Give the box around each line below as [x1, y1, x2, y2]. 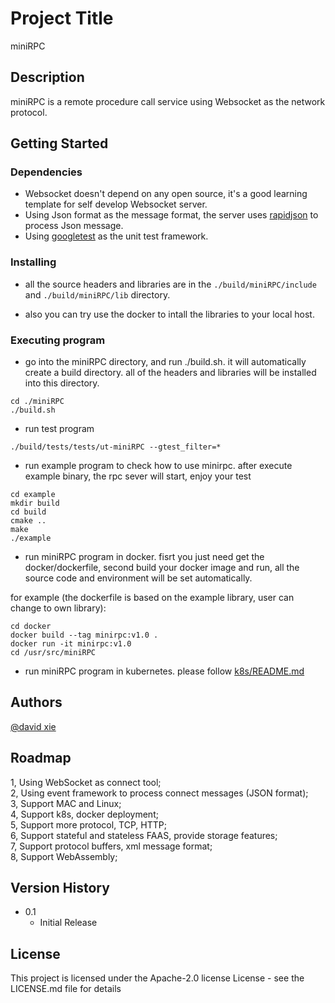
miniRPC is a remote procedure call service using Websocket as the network [10, 95, 326, 107]
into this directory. [24, 377, 100, 389]
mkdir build [10, 498, 60, 509]
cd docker [10, 622, 52, 632]
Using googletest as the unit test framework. [24, 230, 209, 242]
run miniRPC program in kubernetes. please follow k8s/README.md [24, 665, 305, 677]
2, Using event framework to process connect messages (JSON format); [10, 787, 309, 799]
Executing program [10, 333, 106, 347]
